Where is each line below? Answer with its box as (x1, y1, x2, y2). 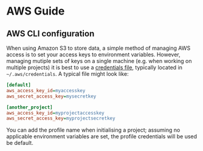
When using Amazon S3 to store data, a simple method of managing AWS (6, 44, 191, 52)
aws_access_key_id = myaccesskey (6, 87, 86, 93)
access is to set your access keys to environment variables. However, (6, 51, 181, 58)
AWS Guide (6, 4, 65, 18)
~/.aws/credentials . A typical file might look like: (6, 70, 129, 77)
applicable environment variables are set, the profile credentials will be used (6, 133, 198, 140)
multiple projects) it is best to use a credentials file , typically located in (6, 64, 182, 71)
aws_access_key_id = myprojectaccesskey (6, 110, 105, 116)
